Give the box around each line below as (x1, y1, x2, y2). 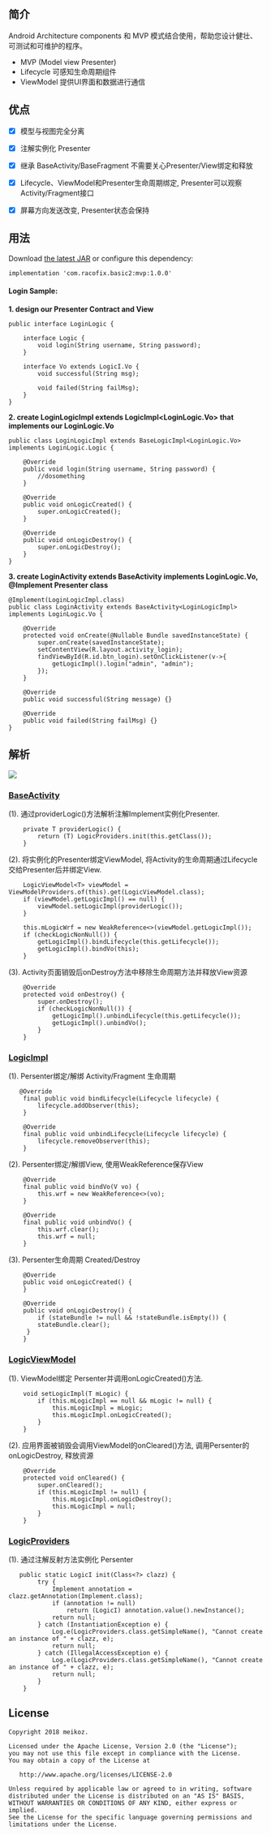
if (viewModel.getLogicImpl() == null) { (23, 895, 165, 903)
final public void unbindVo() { (23, 1218, 132, 1227)
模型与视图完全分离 (19, 126, 85, 136)
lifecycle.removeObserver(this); (37, 1137, 151, 1146)
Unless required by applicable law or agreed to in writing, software (8, 1785, 252, 1793)
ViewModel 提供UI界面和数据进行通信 (19, 76, 146, 87)
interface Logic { (23, 334, 85, 342)
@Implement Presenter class (8, 579, 109, 590)
